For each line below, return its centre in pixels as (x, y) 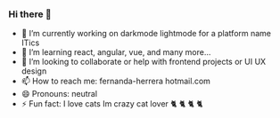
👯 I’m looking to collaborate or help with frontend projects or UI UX (144, 62)
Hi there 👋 (30, 14)
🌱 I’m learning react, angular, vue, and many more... (116, 52)
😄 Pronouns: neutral (59, 94)
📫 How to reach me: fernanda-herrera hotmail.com (116, 81)
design (34, 71)
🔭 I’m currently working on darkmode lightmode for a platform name (146, 34)
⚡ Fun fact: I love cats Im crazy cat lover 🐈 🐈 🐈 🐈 (112, 104)
